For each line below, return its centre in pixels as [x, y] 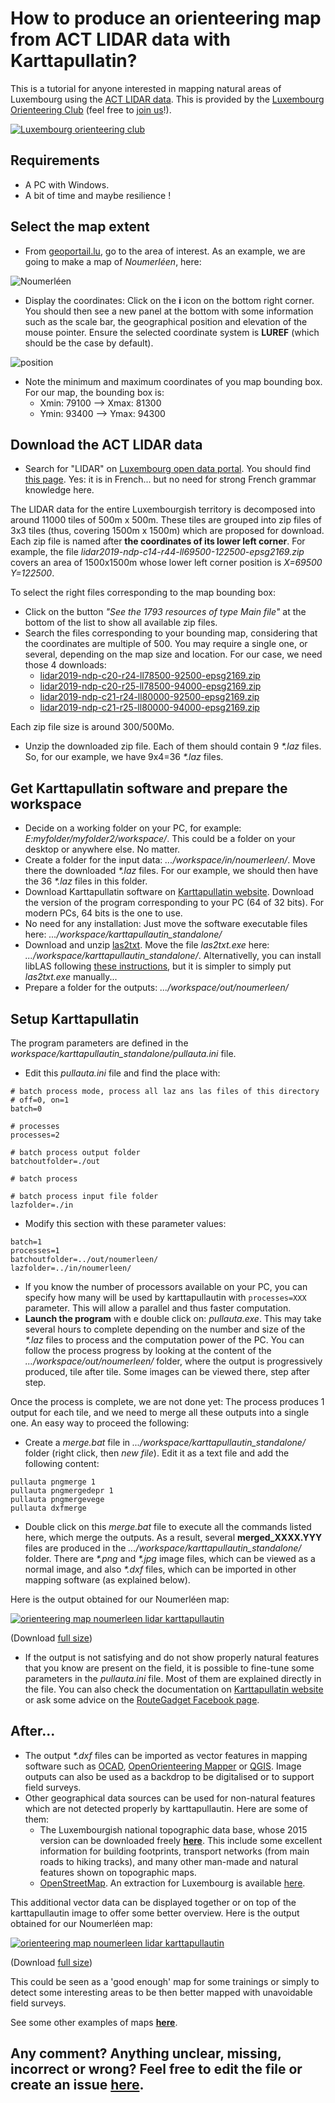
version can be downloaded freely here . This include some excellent [181, 1840]
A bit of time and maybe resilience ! [98, 195]
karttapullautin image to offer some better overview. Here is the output [155, 1913]
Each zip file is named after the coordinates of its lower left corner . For [158, 541]
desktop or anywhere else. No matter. [102, 849]
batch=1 [26, 1242]
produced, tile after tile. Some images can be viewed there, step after [167, 1371]
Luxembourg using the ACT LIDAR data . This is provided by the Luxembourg [167, 99]
